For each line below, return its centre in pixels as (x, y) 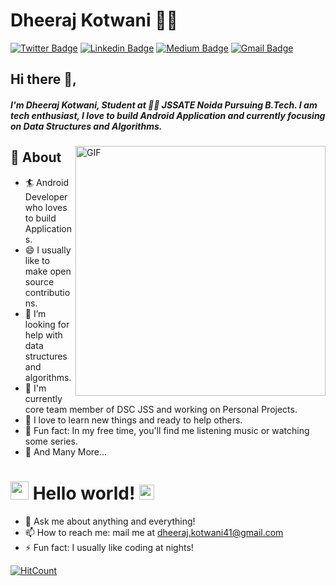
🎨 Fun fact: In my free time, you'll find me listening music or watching (167, 430)
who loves (46, 207)
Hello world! (84, 493)
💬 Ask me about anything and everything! (110, 521)
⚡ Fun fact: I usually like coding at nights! (109, 547)
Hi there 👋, (43, 79)
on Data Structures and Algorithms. (86, 126)
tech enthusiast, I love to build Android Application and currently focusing (168, 115)
